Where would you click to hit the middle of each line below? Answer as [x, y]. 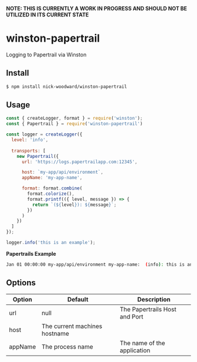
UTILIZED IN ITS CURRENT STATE [47, 15]
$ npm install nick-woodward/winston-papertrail [67, 87]
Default [78, 299]
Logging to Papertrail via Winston [46, 55]
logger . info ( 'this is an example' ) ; [51, 243]
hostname [55, 333]
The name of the [142, 343]
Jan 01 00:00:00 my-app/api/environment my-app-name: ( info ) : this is [95, 264]
